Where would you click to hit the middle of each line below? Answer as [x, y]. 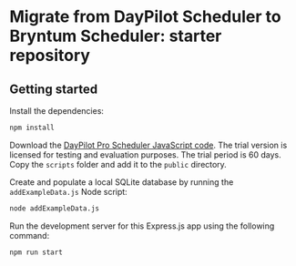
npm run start [36, 252]
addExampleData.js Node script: [68, 191]
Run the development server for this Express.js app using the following [142, 226]
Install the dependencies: [57, 111]
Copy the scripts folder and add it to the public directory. [118, 164]
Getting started [54, 89]
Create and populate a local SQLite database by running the [122, 182]
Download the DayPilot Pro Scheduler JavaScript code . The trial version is [148, 145]
